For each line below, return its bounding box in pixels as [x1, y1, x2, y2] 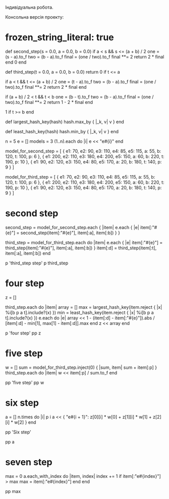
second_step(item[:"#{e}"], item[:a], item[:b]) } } [20, 230, 120, 236]
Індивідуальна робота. [5, 5, 54, 10]
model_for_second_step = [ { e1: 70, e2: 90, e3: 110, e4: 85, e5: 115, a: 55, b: [5, 148, 161, 154]
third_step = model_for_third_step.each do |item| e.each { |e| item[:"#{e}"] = [5, 239, 163, 245]
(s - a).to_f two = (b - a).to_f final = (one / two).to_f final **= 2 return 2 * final [5, 53, 164, 60]
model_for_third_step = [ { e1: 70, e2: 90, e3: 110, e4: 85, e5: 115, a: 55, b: [5, 174, 155, 180]
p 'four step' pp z [5, 330, 41, 336]
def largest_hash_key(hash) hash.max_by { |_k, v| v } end [5, 119, 125, 125]
